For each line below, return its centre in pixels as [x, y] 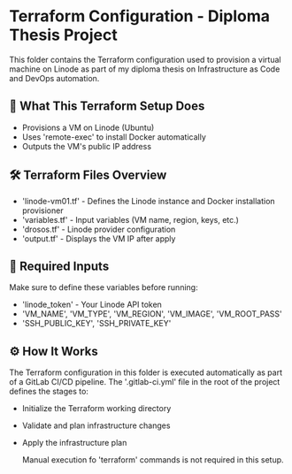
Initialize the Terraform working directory [96, 409]
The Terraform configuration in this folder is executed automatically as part [146, 372]
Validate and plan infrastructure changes [96, 425]
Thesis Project [63, 35]
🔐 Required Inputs [59, 266]
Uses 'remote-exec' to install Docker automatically [114, 137]
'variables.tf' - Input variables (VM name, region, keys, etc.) [130, 219]
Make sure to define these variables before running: [104, 287]
